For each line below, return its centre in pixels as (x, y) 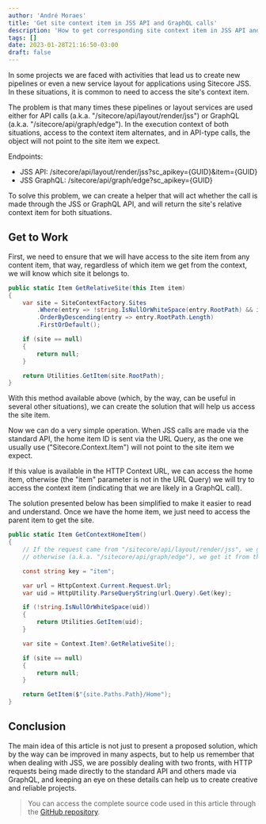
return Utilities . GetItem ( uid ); (90, 622)
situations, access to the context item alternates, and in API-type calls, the (129, 133)
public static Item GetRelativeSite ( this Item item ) (97, 288)
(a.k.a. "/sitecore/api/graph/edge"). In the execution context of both (119, 124)
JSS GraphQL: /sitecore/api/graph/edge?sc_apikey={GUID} (116, 180)
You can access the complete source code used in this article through (142, 803)
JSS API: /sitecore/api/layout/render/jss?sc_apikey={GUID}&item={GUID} (139, 172)
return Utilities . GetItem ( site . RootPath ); (93, 375)
